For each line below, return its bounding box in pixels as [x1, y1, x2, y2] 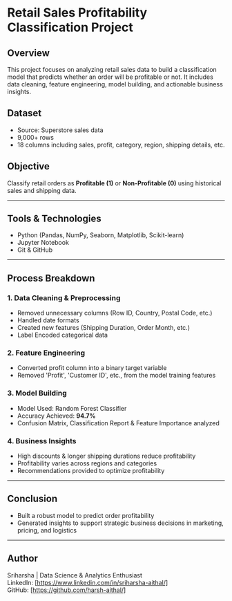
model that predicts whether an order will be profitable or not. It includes [7, 73, 214, 81]
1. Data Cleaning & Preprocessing [7, 293, 121, 302]
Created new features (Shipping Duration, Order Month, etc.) [17, 324, 191, 332]
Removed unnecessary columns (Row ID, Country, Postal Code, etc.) [17, 309, 213, 317]
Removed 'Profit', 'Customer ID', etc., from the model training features [17, 371, 216, 380]
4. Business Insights [7, 436, 77, 445]
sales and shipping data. [7, 186, 77, 194]
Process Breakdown [7, 272, 95, 284]
